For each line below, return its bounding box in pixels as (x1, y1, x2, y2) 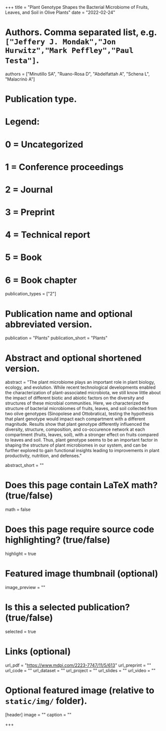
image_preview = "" (5, 585, 45, 591)
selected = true (5, 629, 36, 635)
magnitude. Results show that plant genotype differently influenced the (5, 421, 150, 427)
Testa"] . (5, 54, 40, 66)
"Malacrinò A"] (5, 76, 35, 82)
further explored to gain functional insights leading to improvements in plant (5, 448, 160, 454)
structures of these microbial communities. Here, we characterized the (5, 400, 149, 406)
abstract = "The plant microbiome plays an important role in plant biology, (5, 379, 156, 385)
